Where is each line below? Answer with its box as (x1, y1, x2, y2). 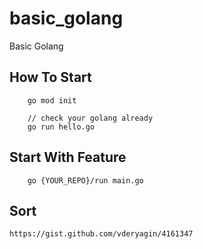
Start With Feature (9, 149, 127, 166)
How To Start (9, 69, 92, 86)
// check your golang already (27, 113, 154, 123)
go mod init (27, 95, 77, 106)
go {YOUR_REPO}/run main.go (27, 175, 144, 186)
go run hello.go (27, 122, 96, 132)
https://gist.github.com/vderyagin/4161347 (9, 229, 194, 239)
